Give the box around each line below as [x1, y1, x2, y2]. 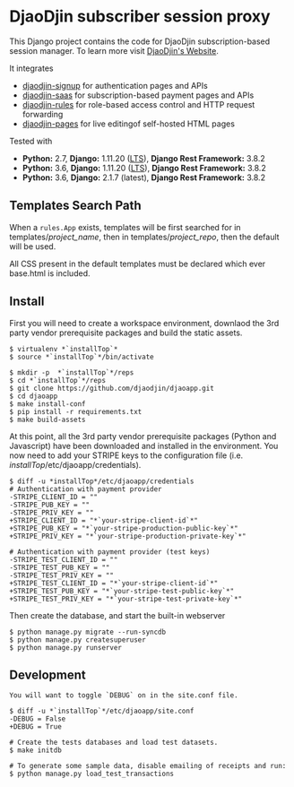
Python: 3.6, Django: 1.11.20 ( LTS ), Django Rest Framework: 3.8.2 [22, 162, 266, 173]
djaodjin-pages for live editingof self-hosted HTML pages [22, 118, 236, 129]
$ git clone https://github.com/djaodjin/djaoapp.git [9, 384, 215, 393]
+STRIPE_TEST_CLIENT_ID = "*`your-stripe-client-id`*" [9, 578, 219, 588]
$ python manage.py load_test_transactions [9, 769, 175, 779]
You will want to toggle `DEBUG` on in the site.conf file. [9, 691, 239, 700]
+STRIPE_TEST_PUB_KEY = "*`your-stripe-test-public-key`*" [9, 586, 235, 595]
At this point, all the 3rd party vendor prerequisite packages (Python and [9, 430, 277, 441]
